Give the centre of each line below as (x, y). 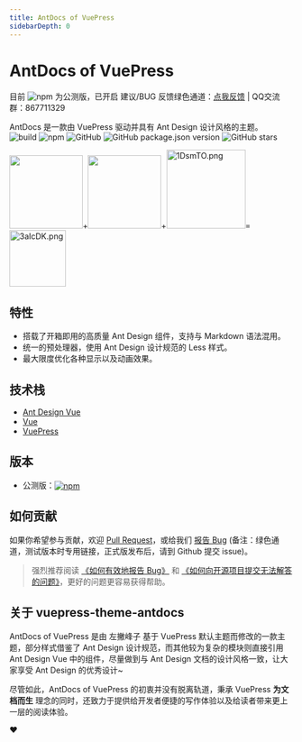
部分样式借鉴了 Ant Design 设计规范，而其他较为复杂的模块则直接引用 (154, 647)
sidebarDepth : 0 (40, 26)
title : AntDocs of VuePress (62, 18)
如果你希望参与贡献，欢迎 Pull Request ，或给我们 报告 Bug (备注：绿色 (141, 540)
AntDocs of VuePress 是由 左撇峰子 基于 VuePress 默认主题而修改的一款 (143, 636)
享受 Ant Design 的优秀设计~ (70, 670)
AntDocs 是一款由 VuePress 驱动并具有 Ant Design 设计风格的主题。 (136, 127)
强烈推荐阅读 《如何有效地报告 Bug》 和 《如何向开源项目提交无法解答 (162, 570)
